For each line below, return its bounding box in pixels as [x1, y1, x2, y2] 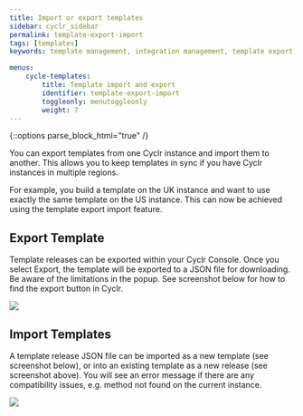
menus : [9, 63, 34, 73]
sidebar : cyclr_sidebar [9, 22, 99, 31]
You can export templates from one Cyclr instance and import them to [9, 148, 270, 159]
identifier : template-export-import [42, 88, 180, 98]
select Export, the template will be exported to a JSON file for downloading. [9, 264, 291, 275]
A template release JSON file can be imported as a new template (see [9, 351, 270, 361]
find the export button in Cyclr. [9, 283, 124, 295]
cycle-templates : [25, 72, 91, 82]
